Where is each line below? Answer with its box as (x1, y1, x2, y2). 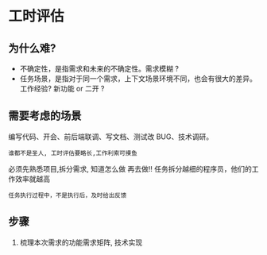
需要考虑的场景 (8, 109, 82, 123)
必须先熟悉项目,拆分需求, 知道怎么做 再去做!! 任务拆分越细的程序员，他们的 (8, 164, 252, 173)
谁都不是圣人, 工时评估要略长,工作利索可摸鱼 (8, 149, 137, 157)
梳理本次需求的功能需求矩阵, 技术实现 (19, 238, 143, 247)
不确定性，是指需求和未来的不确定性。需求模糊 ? (19, 64, 179, 73)
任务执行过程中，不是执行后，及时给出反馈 (8, 191, 127, 199)
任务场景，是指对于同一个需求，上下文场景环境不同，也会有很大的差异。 (19, 74, 257, 83)
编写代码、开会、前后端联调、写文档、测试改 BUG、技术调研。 (8, 132, 213, 141)
